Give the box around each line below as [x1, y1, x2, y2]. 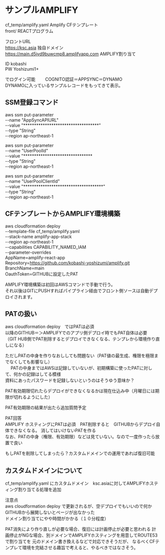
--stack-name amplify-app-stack [5, 233, 72, 239]
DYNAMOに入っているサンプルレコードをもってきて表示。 [5, 82, 123, 88]
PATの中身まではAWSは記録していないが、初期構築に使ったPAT [10, 365, 139, 371]
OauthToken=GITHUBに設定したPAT [5, 271, 78, 277]
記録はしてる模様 [26, 371, 61, 377]
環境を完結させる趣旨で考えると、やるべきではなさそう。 [22, 545, 138, 551]
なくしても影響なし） [9, 359, 53, 365]
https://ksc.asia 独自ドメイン [5, 45, 64, 50]
